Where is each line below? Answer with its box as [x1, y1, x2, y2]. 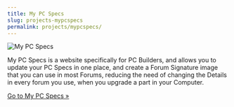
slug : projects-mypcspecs [7, 17, 83, 24]
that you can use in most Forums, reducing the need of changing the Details [7, 71, 227, 79]
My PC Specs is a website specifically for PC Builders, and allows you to [7, 56, 216, 64]
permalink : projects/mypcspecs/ [7, 23, 102, 30]
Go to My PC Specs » [7, 92, 70, 100]
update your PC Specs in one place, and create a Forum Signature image [7, 64, 219, 72]
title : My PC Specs [7, 10, 65, 17]
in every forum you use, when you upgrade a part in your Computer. [7, 78, 204, 87]
